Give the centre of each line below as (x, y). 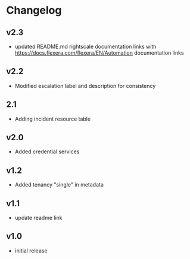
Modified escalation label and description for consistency (85, 86)
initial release (31, 251)
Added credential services (47, 151)
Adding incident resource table (53, 119)
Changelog (34, 10)
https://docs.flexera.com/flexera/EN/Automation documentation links (99, 53)
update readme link (38, 218)
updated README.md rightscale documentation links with (85, 46)
